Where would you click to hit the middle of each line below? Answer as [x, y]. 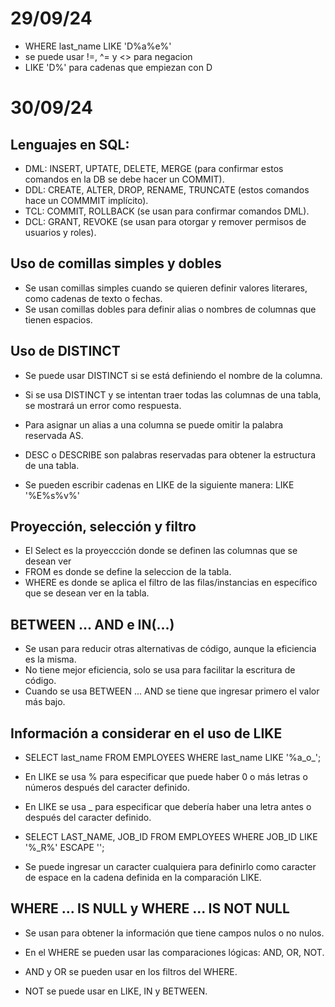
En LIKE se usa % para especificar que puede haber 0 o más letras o [166, 776]
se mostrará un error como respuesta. [103, 405]
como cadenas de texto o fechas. [93, 298]
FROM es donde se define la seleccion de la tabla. [128, 572]
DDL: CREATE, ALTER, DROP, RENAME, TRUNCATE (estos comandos [167, 189]
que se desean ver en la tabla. [87, 593]
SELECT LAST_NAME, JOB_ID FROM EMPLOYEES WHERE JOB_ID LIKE [171, 836]
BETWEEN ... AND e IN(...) [92, 624]
